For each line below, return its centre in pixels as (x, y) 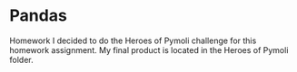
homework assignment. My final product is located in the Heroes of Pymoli (149, 49)
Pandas (39, 16)
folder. (21, 59)
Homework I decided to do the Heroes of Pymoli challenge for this (133, 40)
